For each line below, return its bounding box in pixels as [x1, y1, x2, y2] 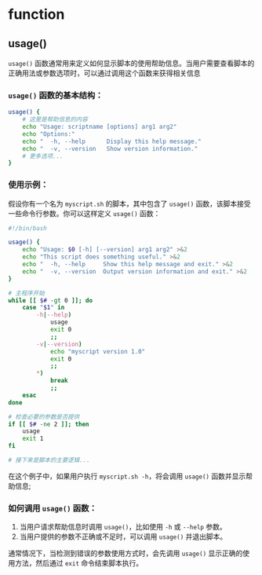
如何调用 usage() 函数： [8, 503, 97, 514]
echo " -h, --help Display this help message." [22, 137, 202, 145]
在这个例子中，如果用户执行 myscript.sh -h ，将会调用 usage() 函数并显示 [8, 471, 246, 481]
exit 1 [22, 434, 44, 443]
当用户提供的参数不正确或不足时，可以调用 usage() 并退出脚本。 [19, 532, 227, 541]
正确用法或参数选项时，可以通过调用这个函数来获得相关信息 [8, 68, 201, 78]
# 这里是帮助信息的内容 [22, 115, 88, 123]
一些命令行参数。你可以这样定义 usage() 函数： [8, 208, 161, 218]
